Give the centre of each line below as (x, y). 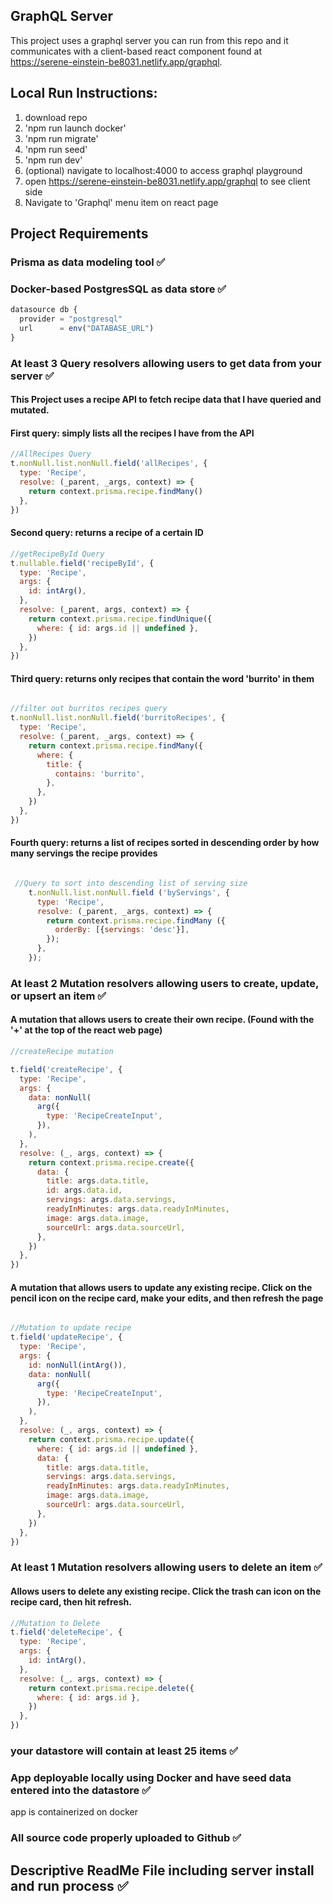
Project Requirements (79, 234)
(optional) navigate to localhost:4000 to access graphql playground (163, 170)
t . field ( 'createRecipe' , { (66, 1069)
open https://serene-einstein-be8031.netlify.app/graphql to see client (167, 181)
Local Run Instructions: (84, 93)
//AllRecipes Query (51, 454)
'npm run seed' (56, 149)
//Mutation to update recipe (71, 1328)
